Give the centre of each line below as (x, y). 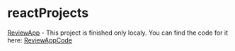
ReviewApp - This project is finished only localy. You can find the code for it (118, 33)
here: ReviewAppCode (40, 40)
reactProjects (48, 13)
